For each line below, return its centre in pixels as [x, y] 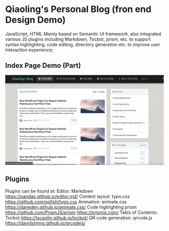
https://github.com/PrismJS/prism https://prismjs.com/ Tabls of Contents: [81, 212]
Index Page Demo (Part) [43, 66]
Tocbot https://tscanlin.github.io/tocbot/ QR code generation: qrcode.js [79, 218]
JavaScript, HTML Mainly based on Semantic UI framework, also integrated [83, 34]
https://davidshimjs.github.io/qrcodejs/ [45, 223]
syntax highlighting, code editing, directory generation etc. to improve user [83, 44]
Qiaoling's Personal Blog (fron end [78, 9]
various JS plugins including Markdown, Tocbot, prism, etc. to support [78, 39]
